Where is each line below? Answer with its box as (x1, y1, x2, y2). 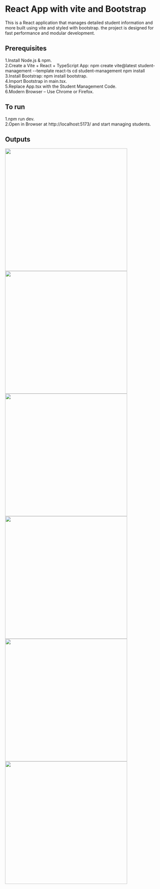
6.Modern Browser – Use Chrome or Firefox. (5, 88, 94, 94)
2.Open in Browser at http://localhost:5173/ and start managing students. (5, 121, 151, 127)
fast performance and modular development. (5, 30, 95, 36)
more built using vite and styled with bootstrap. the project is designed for (5, 25, 154, 30)
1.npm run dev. (5, 116, 35, 122)
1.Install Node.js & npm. (5, 57, 52, 63)
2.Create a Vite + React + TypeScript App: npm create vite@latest (5, 62, 137, 68)
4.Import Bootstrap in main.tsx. (5, 78, 67, 84)
